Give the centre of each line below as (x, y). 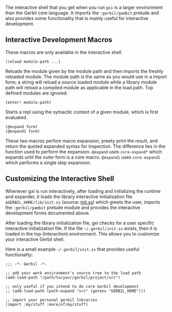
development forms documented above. (48, 213)
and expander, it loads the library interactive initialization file (69, 197)
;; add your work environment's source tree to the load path (73, 273)
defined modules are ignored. (37, 93)
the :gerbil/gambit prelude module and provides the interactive (73, 207)
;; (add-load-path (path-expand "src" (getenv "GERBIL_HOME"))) (75, 291)
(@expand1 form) (23, 131)
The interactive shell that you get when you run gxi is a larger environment (84, 7)
